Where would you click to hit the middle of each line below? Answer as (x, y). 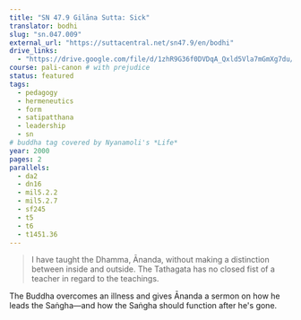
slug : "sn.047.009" (46, 34)
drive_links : (34, 51)
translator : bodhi (43, 26)
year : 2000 (30, 151)
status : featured (42, 76)
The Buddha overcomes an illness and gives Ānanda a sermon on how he (145, 296)
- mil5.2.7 (38, 201)
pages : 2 (26, 159)
